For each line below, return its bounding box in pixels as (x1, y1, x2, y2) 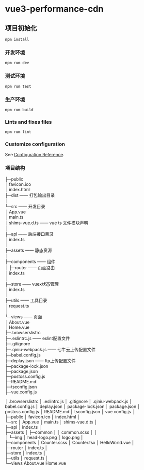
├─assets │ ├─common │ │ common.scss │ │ (5, 429, 97, 435)
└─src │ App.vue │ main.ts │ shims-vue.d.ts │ (5, 419, 97, 425)
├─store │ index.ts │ (5, 450, 46, 455)
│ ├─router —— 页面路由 (5, 264, 55, 270)
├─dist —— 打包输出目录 (5, 192, 55, 198)
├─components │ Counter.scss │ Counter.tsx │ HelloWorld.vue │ (5, 439, 135, 445)
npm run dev (5, 61, 29, 65)
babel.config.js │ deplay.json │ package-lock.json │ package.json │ (5, 404, 141, 409)
